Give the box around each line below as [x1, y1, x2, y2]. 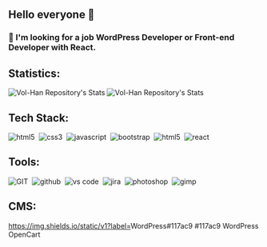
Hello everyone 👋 [8, 8, 95, 22]
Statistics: [8, 66, 61, 80]
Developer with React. [8, 42, 97, 53]
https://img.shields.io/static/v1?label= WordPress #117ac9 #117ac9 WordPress [8, 221, 259, 230]
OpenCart [8, 229, 41, 239]
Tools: [8, 155, 40, 169]
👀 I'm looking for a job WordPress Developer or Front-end [8, 32, 235, 43]
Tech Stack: [8, 111, 70, 125]
